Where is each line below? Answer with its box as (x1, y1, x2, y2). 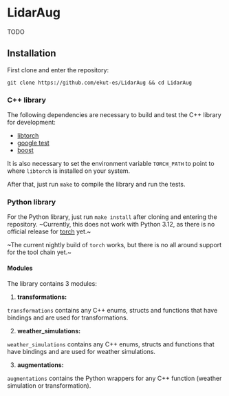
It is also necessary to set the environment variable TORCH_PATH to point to (7, 160, 215, 168)
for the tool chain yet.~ (7, 248, 72, 256)
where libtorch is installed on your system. (7, 167, 131, 175)
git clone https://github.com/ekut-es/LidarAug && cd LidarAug (7, 79, 193, 86)
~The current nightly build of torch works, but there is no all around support (7, 241, 222, 249)
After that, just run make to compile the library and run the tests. (7, 180, 186, 189)
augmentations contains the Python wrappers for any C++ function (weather (7, 374, 222, 382)
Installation (7, 48, 56, 59)
